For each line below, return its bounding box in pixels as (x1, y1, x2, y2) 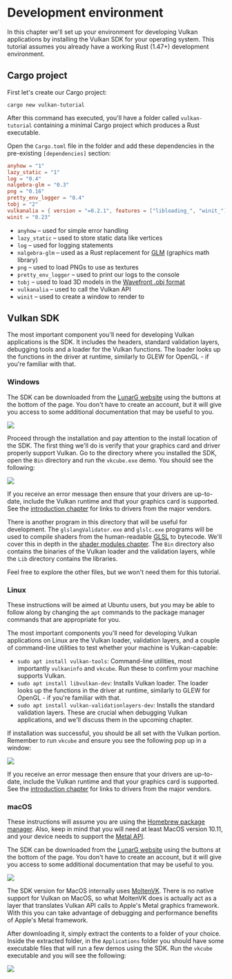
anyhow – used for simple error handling (17, 226, 129, 234)
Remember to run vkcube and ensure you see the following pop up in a (7, 736, 207, 745)
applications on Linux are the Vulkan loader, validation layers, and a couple (7, 636, 220, 645)
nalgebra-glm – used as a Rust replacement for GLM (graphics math (17, 248, 210, 256)
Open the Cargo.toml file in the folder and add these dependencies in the (7, 142, 215, 150)
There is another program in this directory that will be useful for (7, 517, 188, 526)
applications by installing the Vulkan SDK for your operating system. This (7, 35, 215, 43)
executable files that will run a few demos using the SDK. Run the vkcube (7, 944, 213, 953)
